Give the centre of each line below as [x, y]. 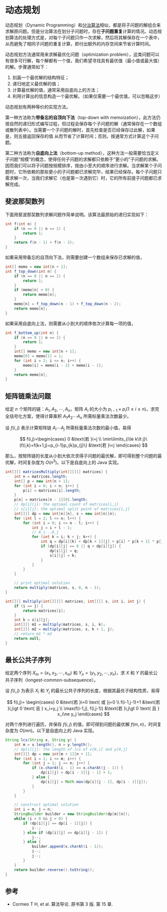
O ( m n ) [26, 731]
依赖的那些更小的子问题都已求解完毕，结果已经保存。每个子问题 [92, 172]
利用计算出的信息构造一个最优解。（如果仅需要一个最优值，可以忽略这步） [87, 96]
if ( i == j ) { [29, 606]
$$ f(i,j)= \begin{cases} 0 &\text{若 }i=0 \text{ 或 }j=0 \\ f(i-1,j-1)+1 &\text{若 [83, 702]
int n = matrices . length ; [41, 476]
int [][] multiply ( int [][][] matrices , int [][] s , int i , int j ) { [75, 601]
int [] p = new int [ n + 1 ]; [42, 481]
